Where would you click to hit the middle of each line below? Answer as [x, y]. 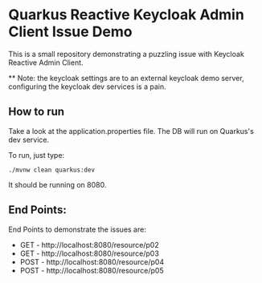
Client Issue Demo [70, 32]
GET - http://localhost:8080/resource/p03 [89, 253]
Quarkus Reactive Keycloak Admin [127, 15]
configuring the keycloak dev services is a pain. [87, 87]
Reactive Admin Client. [46, 63]
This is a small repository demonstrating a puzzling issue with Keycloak [127, 54]
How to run [37, 112]
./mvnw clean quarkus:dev [51, 170]
